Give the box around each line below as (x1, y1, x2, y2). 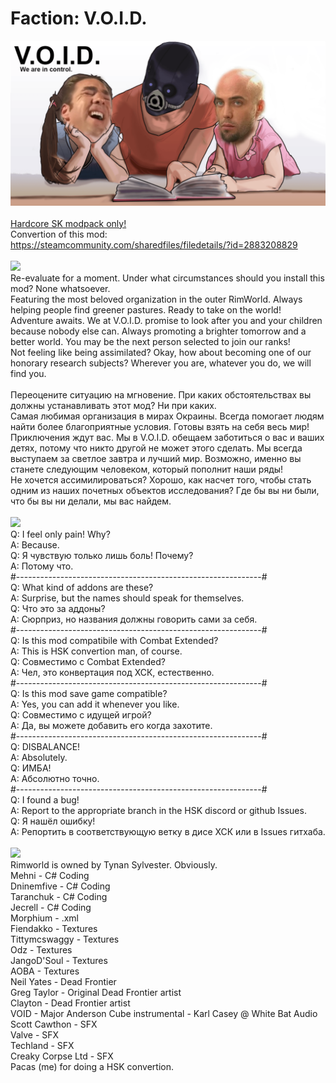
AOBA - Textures (10, 965, 80, 977)
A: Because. (10, 538, 60, 551)
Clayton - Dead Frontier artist (10, 997, 131, 1009)
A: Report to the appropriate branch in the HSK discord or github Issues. (10, 804, 307, 816)
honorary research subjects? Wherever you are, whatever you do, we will (10, 357, 312, 369)
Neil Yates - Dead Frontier (10, 975, 117, 987)
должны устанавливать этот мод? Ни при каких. (10, 399, 217, 411)
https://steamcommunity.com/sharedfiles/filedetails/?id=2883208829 (10, 238, 298, 251)
